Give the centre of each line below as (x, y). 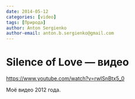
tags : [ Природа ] (26, 22)
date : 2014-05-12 (27, 11)
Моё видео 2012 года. (33, 90)
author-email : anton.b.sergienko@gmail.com (60, 33)
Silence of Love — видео (67, 62)
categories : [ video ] (31, 17)
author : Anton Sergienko (36, 28)
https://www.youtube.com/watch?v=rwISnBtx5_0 (65, 78)
